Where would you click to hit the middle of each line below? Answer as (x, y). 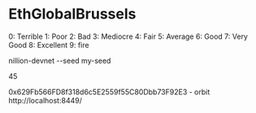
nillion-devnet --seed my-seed (60, 61)
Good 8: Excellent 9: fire (49, 44)
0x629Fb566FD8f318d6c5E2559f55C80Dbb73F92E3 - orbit (109, 92)
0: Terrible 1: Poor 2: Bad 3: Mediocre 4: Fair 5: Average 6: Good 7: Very (128, 36)
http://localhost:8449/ (46, 100)
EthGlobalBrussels (72, 14)
